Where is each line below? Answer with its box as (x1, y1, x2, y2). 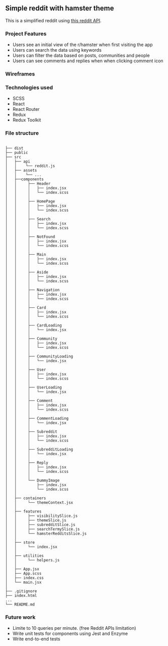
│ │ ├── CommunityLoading (5, 354, 73, 359)
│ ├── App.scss (5, 571, 42, 576)
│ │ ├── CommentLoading (5, 416, 69, 421)
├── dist (5, 145, 24, 151)
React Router (12, 106, 40, 112)
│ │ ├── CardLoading (5, 322, 62, 328)
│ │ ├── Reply (5, 460, 49, 465)
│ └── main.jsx (5, 580, 42, 585)
